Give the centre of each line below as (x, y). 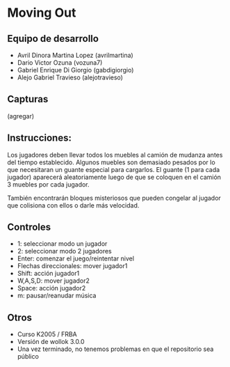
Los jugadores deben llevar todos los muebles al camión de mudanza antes (115, 155)
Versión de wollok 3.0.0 (51, 342)
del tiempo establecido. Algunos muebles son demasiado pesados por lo (111, 162)
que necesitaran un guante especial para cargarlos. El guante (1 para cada (114, 169)
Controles (29, 227)
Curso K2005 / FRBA (47, 334)
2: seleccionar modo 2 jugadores (65, 251)
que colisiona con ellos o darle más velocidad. (73, 205)
